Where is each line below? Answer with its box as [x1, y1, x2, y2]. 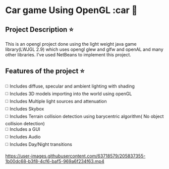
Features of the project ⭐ [5, 67, 85, 75]
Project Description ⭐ [5, 25, 74, 34]
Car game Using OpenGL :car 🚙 [5, 5, 138, 16]
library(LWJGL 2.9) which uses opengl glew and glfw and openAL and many [5, 46, 164, 52]
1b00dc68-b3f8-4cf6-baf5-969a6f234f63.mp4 [5, 158, 104, 164]
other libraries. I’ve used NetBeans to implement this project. [5, 52, 131, 57]
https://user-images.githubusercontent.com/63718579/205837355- [5, 153, 146, 159]
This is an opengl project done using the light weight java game [5, 41, 137, 47]
